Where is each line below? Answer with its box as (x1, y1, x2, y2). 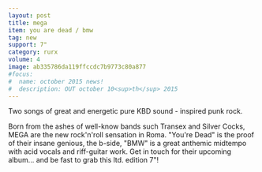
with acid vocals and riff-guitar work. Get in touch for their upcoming (8, 147, 231, 156)
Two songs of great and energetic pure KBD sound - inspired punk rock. (8, 107, 243, 116)
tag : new (8, 33, 37, 42)
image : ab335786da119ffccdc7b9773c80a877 (8, 63, 147, 71)
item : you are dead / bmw (8, 26, 93, 34)
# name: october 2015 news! (8, 77, 104, 85)
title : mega (8, 19, 47, 27)
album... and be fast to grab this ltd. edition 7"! (8, 155, 159, 165)
